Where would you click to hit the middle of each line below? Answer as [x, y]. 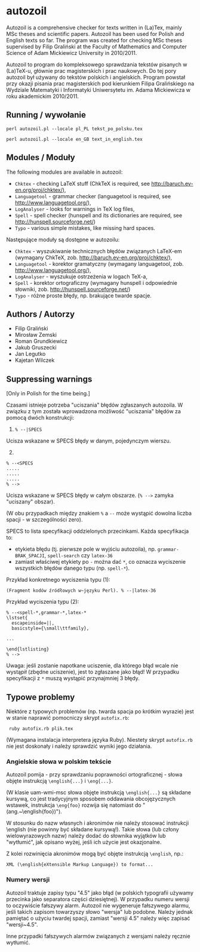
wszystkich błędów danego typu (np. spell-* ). [72, 568]
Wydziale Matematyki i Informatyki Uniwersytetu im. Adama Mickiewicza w [99, 90]
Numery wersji [28, 880]
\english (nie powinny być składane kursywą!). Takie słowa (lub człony [93, 830]
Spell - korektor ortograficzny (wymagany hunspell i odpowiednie [96, 282]
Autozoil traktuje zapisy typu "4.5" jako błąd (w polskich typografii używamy [100, 893]
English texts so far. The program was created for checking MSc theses [94, 40]
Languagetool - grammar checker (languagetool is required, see [93, 196]
